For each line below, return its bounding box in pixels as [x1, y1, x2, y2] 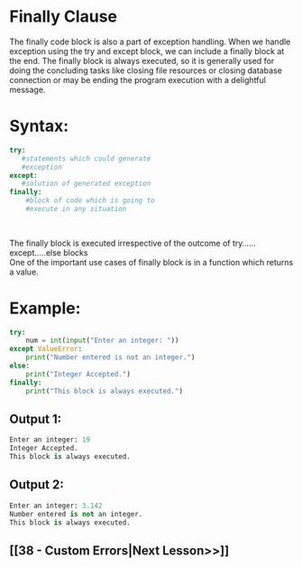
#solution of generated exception [21, 179, 151, 189]
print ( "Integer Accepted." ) [25, 369, 131, 378]
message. [9, 84, 46, 95]
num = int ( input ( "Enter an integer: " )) [25, 336, 179, 345]
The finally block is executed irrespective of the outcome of [9, 237, 231, 248]
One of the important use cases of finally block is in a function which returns [9, 256, 294, 267]
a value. [9, 266, 39, 277]
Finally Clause [9, 6, 118, 27]
